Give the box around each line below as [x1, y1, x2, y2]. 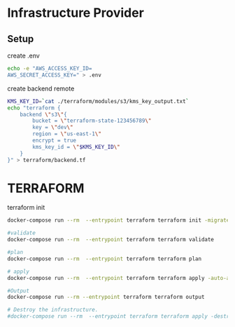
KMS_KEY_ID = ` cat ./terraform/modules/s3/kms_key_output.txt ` [7, 98, 190, 105]
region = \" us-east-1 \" [32, 131, 101, 138]
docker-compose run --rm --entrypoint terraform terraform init [7, 217, 201, 224]
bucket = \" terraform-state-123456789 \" [32, 117, 152, 124]
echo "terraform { [7, 104, 61, 112]
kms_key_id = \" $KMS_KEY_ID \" [32, 143, 120, 150]
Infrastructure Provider [7, 5, 145, 21]
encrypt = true [32, 137, 77, 144]
